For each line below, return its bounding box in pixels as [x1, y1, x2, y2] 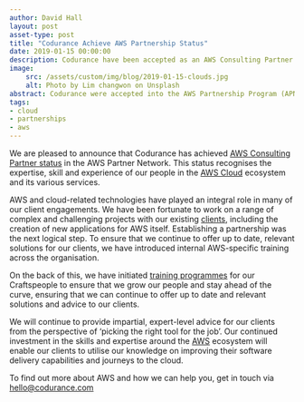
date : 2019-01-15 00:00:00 [9, 47, 111, 56]
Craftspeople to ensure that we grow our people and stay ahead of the [9, 279, 272, 290]
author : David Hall [9, 13, 83, 23]
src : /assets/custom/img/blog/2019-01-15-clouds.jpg [25, 73, 229, 82]
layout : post [9, 22, 59, 31]
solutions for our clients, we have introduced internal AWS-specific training [9, 242, 290, 253]
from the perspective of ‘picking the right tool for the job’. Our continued [9, 326, 278, 337]
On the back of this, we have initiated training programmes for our [9, 270, 255, 280]
